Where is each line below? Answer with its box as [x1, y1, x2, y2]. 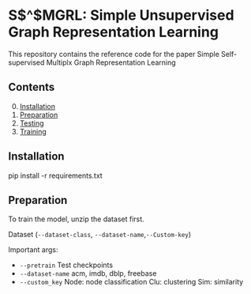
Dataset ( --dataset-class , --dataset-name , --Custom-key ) [8, 230, 192, 239]
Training [19, 126, 47, 136]
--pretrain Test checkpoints [19, 260, 113, 270]
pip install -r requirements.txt [8, 171, 103, 180]
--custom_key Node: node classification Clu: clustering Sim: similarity [19, 277, 244, 287]
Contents [8, 81, 55, 94]
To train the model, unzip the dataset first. [8, 214, 144, 224]
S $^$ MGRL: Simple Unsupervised [8, 6, 234, 24]
